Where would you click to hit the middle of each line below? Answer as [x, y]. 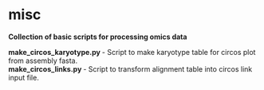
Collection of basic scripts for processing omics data [98, 37]
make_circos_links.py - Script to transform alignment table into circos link [130, 68]
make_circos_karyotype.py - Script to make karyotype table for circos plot [132, 52]
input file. [24, 77]
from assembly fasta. [43, 61]
